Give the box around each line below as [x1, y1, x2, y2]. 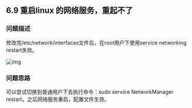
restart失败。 [6, 46, 38, 53]
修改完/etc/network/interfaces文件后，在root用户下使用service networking [6, 39, 187, 46]
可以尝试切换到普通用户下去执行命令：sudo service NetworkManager [6, 88, 174, 95]
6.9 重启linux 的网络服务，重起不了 [6, 5, 133, 16]
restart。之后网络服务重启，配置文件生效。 [6, 96, 110, 103]
